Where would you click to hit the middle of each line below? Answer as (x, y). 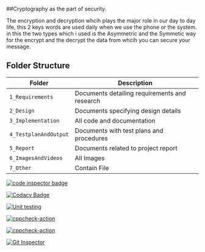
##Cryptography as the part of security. (56, 9)
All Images (90, 158)
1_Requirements (31, 97)
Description (135, 83)
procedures (91, 138)
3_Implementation (34, 121)
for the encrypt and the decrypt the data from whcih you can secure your (98, 40)
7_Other (20, 168)
